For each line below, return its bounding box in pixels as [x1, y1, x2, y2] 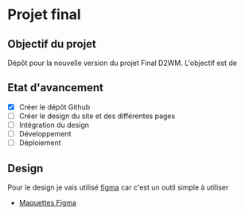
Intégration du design [18, 120, 89, 129]
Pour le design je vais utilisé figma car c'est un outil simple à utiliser [7, 182, 229, 192]
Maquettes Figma [18, 198, 77, 207]
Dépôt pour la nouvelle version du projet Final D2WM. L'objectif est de [7, 58, 238, 67]
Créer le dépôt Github [18, 102, 91, 112]
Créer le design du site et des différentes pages [18, 111, 176, 121]
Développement [18, 129, 72, 138]
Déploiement [18, 138, 61, 148]
